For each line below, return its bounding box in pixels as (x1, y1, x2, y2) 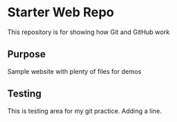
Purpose (7, 48, 46, 60)
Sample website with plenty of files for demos (7, 67, 142, 75)
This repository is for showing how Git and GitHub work (7, 28, 170, 36)
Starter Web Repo (7, 4, 114, 21)
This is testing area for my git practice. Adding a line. (7, 106, 162, 115)
